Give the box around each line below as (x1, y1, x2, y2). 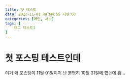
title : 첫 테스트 (5, 7, 37, 12)
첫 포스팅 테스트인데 (5, 53, 81, 64)
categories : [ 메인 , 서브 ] (5, 16, 54, 21)
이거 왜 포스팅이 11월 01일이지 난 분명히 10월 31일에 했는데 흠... (5, 70, 126, 76)
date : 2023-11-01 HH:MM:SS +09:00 (5, 12, 76, 17)
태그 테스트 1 (14, 26, 35, 30)
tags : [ (5, 21, 21, 26)
